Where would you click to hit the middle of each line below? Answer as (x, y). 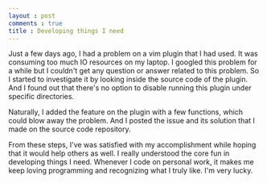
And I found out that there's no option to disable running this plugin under (130, 88)
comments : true (35, 23)
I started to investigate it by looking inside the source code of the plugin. (128, 79)
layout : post (32, 16)
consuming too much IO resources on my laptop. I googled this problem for (133, 62)
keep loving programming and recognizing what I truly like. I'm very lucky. (131, 171)
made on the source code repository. (70, 129)
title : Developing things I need (66, 31)
